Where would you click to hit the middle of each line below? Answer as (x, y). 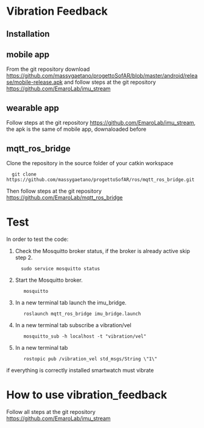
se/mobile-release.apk (34, 82)
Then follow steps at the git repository (54, 191)
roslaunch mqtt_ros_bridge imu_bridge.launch (82, 314)
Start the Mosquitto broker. (49, 280)
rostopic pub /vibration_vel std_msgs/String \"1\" (90, 359)
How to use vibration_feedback (87, 395)
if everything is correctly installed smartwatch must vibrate (80, 370)
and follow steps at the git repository (110, 82)
